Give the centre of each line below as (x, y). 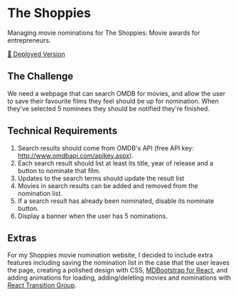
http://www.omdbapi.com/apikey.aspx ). (75, 155)
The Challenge (40, 76)
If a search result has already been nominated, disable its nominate (116, 201)
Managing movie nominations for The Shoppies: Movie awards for (104, 33)
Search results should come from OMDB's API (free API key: (106, 148)
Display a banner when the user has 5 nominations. (93, 216)
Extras (22, 238)
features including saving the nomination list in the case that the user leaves (118, 263)
